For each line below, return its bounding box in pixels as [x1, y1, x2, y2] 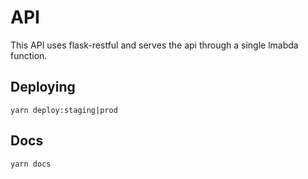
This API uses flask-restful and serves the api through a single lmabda [10, 39, 299, 51]
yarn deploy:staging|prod [10, 105, 118, 115]
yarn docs [10, 159, 52, 169]
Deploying [10, 79, 76, 96]
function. [10, 49, 48, 61]
